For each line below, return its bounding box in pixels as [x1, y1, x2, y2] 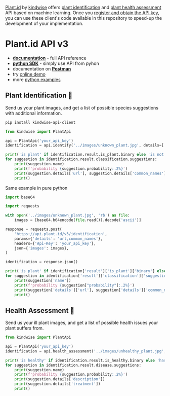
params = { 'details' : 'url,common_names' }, [14, 236, 103, 241]
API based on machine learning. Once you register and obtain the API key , [5, 10, 159, 16]
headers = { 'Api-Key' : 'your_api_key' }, [14, 241, 96, 246]
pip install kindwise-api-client [5, 120, 76, 125]
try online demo [12, 71, 46, 77]
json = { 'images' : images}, [14, 245, 69, 250]
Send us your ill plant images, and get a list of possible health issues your [5, 319, 158, 326]
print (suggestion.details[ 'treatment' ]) [14, 381, 101, 387]
